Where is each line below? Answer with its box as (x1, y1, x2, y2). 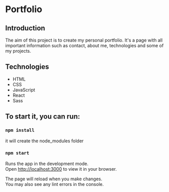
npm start (5, 150, 29, 156)
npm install (5, 128, 35, 133)
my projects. (5, 48, 31, 54)
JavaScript (12, 87, 35, 93)
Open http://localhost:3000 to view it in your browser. (5, 166, 117, 172)
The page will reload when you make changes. (5, 176, 103, 182)
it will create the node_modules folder (5, 138, 84, 144)
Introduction (5, 24, 46, 32)
